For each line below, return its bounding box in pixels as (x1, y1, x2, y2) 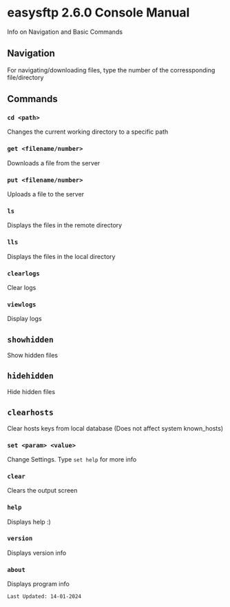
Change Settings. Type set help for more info (7, 455, 137, 463)
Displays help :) (7, 517, 52, 526)
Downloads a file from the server (7, 158, 101, 167)
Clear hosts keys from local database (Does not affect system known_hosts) (7, 424, 224, 432)
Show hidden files (7, 351, 59, 360)
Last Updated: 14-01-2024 (7, 593, 81, 600)
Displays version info (7, 548, 67, 557)
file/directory (7, 73, 44, 81)
